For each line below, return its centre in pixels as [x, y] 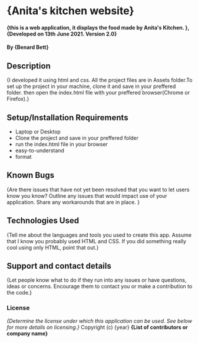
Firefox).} [18, 99]
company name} [27, 333]
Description [29, 66]
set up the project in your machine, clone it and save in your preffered [91, 86]
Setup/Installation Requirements [67, 117]
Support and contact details [59, 266]
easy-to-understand [39, 151]
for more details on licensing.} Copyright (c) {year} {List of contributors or [97, 327]
